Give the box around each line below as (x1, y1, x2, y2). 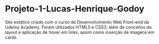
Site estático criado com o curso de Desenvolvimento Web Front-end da (5, 19, 149, 25)
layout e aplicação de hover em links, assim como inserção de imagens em (5, 29, 155, 35)
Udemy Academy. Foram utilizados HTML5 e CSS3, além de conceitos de (5, 24, 152, 30)
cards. (5, 34, 18, 40)
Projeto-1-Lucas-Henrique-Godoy (5, 3, 144, 14)
